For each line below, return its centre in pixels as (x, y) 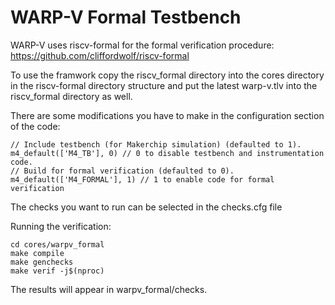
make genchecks (42, 262)
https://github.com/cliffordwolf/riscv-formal (100, 55)
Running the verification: (61, 226)
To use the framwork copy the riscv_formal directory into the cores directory (167, 75)
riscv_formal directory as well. (71, 96)
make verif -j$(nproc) (57, 271)
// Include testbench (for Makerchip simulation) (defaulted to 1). (156, 144)
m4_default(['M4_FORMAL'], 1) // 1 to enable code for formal (142, 179)
